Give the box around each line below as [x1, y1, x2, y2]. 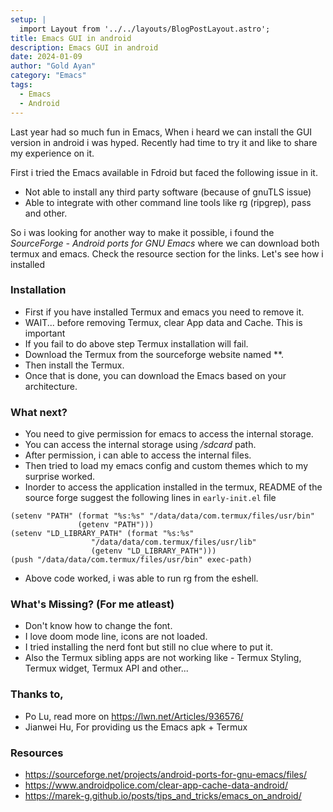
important [24, 327, 66, 339]
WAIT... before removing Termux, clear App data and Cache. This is [24, 316, 303, 328]
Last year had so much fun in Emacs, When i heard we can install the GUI [10, 126, 313, 138]
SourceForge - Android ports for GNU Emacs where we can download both [10, 237, 320, 249]
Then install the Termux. [24, 359, 125, 371]
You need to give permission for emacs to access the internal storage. [24, 428, 314, 440]
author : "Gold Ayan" [10, 61, 97, 71]
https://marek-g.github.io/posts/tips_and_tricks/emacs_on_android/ [24, 789, 302, 801]
